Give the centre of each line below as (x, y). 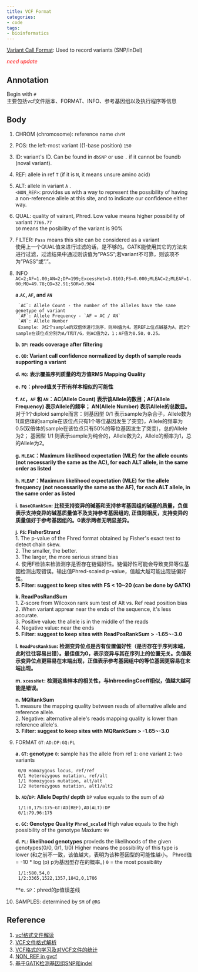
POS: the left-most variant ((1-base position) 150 (73, 145)
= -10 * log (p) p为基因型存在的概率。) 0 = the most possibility (88, 862)
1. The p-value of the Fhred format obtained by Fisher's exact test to (98, 538)
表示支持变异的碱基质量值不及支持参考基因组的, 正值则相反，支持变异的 (102, 513)
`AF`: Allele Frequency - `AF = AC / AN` (69, 316)
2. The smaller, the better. (46, 550)
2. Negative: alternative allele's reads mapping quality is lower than (96, 718)
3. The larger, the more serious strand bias (67, 557)
